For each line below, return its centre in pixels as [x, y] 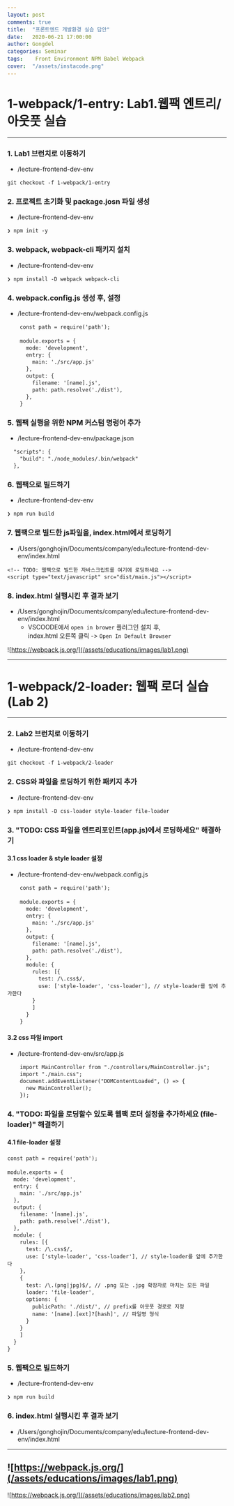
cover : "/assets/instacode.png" [56, 66]
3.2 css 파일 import [35, 1038]
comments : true [29, 22]
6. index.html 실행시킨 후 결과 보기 [63, 1416]
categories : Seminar [37, 52]
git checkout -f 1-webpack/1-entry [59, 182]
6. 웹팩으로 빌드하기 [39, 485]
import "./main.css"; [51, 1074]
